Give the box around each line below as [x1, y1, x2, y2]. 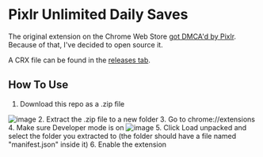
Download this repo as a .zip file [19, 99, 125, 108]
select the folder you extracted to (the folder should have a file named [8, 131, 237, 140]
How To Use [8, 78, 69, 92]
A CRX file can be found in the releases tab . [8, 55, 151, 65]
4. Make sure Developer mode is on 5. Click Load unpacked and [8, 122, 247, 132]
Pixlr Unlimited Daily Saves [8, 6, 189, 24]
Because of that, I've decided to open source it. [8, 39, 164, 49]
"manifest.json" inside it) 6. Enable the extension [8, 140, 167, 149]
